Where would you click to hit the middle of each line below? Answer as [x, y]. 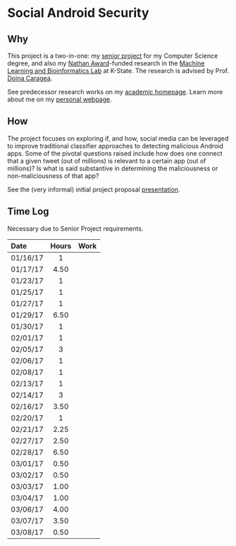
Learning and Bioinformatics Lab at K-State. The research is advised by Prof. [118, 71]
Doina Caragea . [30, 78]
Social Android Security [78, 13]
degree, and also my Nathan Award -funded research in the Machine [106, 63]
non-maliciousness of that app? [53, 176]
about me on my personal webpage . [60, 99]
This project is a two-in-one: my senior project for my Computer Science [113, 56]
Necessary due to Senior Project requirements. [75, 228]
